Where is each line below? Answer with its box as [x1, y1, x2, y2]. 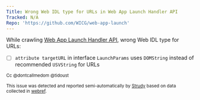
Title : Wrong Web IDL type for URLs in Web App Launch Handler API [6, 8, 178, 15]
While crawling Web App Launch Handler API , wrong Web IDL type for [6, 37, 180, 44]
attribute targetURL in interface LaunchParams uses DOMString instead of [14, 54, 195, 62]
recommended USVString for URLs [14, 61, 100, 68]
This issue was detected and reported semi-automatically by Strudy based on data [6, 83, 177, 89]
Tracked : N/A [6, 14, 39, 20]
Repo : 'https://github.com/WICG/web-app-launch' [6, 20, 130, 26]
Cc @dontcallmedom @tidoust [6, 72, 69, 78]
